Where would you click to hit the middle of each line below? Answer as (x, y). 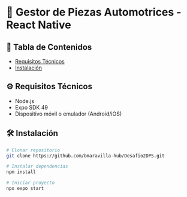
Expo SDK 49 (31, 107)
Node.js (25, 101)
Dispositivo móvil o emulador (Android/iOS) (68, 114)
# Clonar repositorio (33, 150)
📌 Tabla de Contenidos (49, 47)
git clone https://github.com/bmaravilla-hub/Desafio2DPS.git (85, 156)
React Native (39, 25)
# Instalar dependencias (37, 166)
